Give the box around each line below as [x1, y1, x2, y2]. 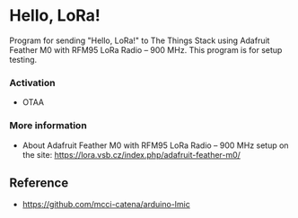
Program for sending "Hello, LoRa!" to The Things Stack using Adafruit [9, 35, 270, 46]
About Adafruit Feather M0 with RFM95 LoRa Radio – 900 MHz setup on [22, 140, 289, 151]
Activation [9, 76, 56, 89]
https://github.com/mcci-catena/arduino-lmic [22, 199, 190, 210]
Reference [9, 175, 69, 190]
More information [9, 119, 87, 132]
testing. [9, 54, 38, 65]
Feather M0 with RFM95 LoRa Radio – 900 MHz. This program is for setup [9, 44, 283, 55]
